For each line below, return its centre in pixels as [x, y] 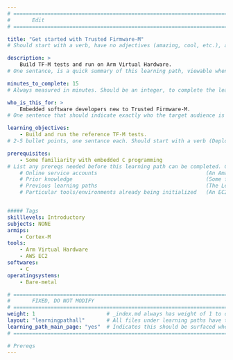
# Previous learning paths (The [119, 186]
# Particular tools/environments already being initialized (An [118, 193]
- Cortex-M [35, 237]
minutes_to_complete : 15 [43, 83]
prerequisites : [29, 154]
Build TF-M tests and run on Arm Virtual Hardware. [96, 65]
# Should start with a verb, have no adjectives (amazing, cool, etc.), [114, 46]
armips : [18, 230]
